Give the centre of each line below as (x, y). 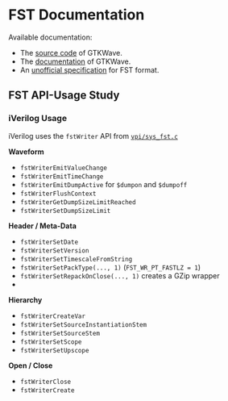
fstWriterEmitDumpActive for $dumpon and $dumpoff (104, 184)
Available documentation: (50, 37)
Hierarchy (25, 299)
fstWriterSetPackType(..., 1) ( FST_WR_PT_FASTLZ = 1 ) (110, 267)
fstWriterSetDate (49, 242)
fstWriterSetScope (51, 342)
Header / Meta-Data (42, 226)
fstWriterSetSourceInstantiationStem (83, 324)
